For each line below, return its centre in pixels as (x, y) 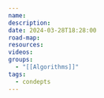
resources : (26, 45)
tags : (17, 74)
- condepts (33, 81)
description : (30, 23)
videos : (21, 52)
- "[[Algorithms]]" (47, 67)
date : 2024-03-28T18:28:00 (52, 30)
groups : (21, 60)
